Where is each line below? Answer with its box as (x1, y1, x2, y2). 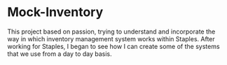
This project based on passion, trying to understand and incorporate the (7, 27, 216, 36)
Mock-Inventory (7, 4, 104, 20)
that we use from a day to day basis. (7, 50, 112, 58)
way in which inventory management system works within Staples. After (7, 34, 215, 43)
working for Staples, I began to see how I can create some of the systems (7, 42, 220, 50)
